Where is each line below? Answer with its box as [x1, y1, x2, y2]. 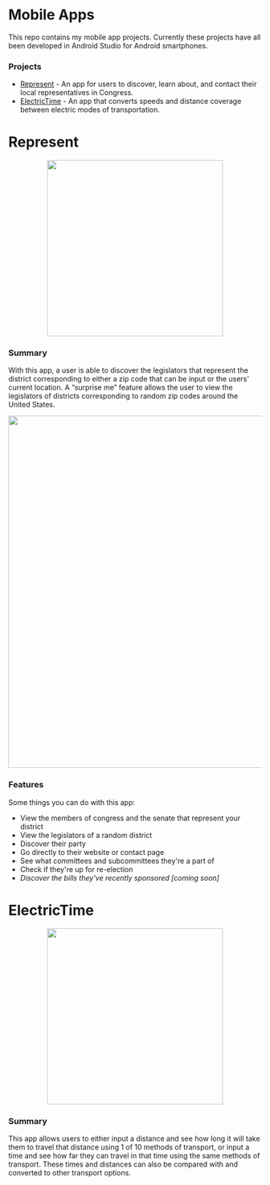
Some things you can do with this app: [8, 797, 135, 807]
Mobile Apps [8, 6, 95, 24]
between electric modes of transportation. [19, 105, 161, 114]
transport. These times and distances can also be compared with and [8, 1159, 239, 1169]
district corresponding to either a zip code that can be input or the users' [8, 374, 250, 384]
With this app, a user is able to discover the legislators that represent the [8, 365, 249, 375]
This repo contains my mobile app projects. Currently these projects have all [8, 32, 261, 42]
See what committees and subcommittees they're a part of [19, 856, 215, 865]
